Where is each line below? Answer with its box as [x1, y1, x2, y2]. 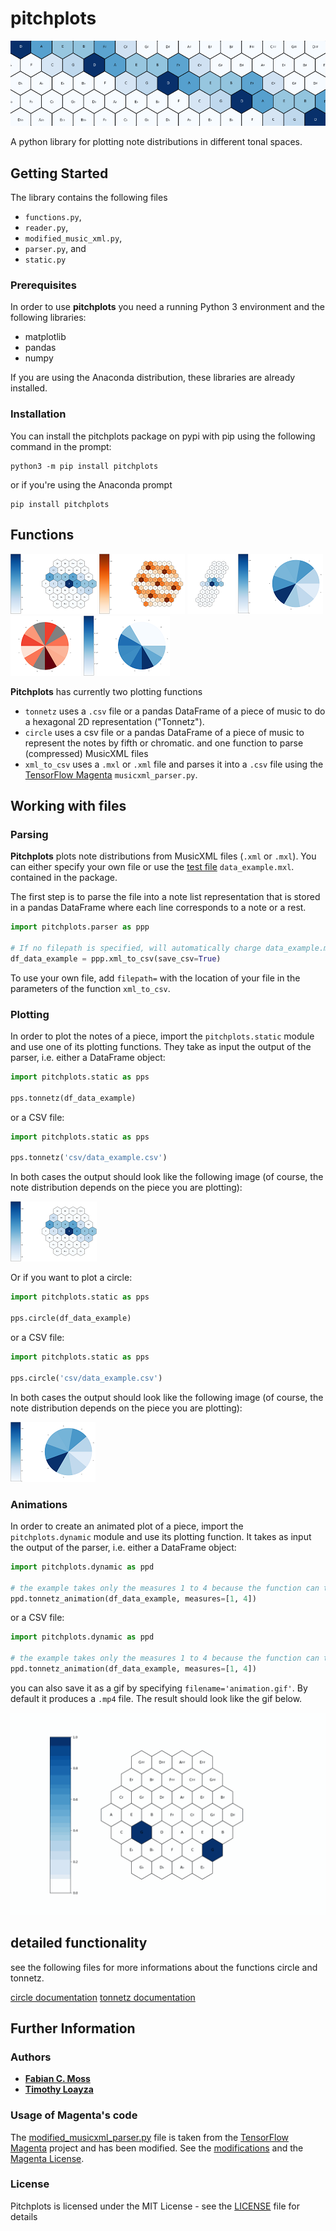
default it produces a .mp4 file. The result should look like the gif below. [10, 1692, 303, 1704]
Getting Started [10, 165, 109, 182]
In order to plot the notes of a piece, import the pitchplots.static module [10, 1030, 315, 1042]
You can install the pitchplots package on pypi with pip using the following [10, 430, 316, 442]
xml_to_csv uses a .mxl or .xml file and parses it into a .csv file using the [24, 758, 324, 770]
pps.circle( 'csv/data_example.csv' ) [10, 1373, 163, 1383]
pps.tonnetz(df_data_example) [10, 1093, 137, 1103]
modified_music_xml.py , [24, 232, 123, 244]
